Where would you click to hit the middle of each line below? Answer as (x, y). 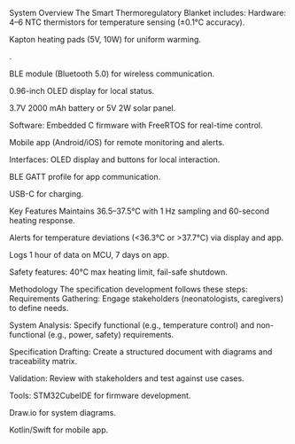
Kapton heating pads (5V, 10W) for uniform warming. (105, 39)
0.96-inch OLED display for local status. (82, 91)
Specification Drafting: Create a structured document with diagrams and (141, 352)
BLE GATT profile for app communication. (85, 177)
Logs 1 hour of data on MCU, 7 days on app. (89, 255)
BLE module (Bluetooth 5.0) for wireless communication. (112, 74)
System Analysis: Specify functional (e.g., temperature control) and (132, 325)
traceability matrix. (43, 361)
